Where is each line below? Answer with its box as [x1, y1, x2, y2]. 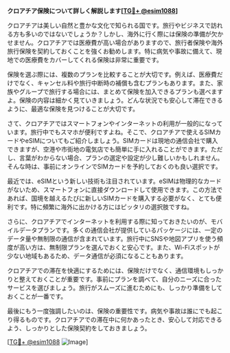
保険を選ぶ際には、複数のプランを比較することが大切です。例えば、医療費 [7, 70, 218, 78]
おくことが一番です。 [7, 292, 67, 300]
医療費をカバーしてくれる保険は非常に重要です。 [25, 56, 163, 64]
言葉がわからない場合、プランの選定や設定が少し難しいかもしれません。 [19, 154, 224, 162]
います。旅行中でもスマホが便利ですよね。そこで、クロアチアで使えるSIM [7, 128, 216, 136]
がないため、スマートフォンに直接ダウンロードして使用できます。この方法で [7, 186, 223, 193]
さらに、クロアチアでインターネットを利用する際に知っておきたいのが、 [7, 217, 211, 226]
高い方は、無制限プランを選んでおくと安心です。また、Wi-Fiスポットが [19, 244, 220, 251]
